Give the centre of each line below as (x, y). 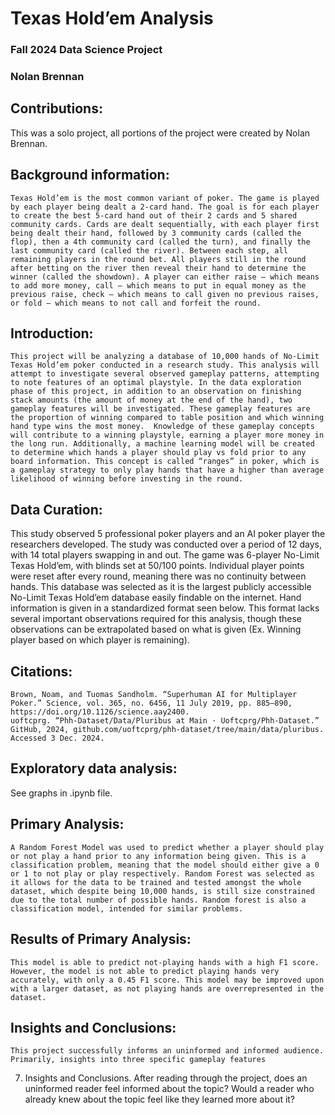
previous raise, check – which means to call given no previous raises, (165, 294)
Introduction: (52, 333)
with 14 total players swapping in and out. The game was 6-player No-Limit (165, 555)
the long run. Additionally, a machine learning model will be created (162, 444)
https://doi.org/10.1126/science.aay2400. (100, 712)
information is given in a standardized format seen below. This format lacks (165, 608)
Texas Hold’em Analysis (112, 18)
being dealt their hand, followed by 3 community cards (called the (156, 233)
